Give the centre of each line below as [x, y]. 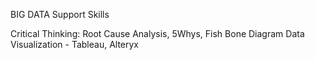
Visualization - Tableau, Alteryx [75, 44]
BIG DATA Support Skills [60, 14]
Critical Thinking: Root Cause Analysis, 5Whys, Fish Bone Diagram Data [157, 33]
